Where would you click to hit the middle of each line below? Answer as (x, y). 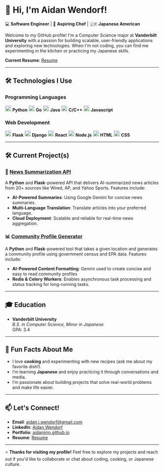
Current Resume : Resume (31, 60)
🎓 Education (26, 305)
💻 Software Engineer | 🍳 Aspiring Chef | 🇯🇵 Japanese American (72, 24)
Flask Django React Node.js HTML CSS (71, 135)
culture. (13, 464)
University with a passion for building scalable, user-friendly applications (79, 40)
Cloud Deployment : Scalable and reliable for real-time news (72, 218)
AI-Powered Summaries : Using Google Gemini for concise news (77, 197)
